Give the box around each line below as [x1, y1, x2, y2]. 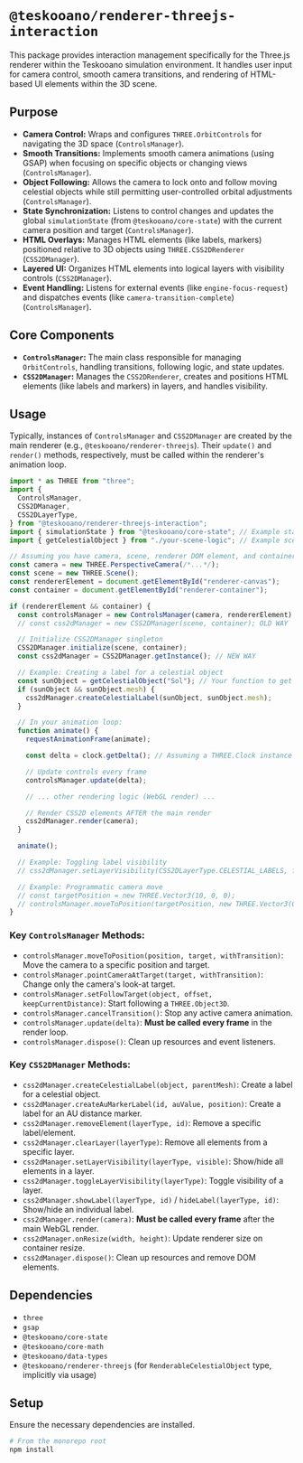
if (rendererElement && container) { [9, 602, 151, 611]
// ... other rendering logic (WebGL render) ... [25, 792, 216, 802]
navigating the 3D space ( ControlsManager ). [22, 138, 185, 149]
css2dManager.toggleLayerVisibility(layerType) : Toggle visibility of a [22, 1175, 284, 1186]
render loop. [22, 1027, 69, 1037]
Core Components [9, 328, 115, 343]
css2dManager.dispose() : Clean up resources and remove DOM [22, 1252, 257, 1262]
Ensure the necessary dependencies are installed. [9, 1420, 196, 1430]
